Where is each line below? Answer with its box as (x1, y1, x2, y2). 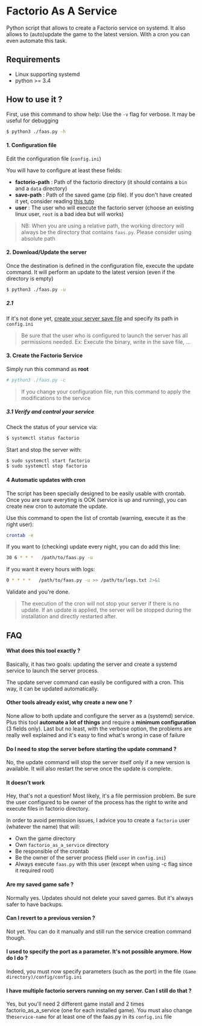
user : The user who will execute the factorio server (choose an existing (14, 204, 194, 211)
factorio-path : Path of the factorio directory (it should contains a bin (14, 178, 188, 185)
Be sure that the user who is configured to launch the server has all (21, 332, 188, 339)
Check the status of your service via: (6, 423, 98, 431)
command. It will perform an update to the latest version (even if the (6, 268, 175, 276)
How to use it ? (6, 95, 63, 105)
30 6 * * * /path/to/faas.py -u (6, 555, 93, 561)
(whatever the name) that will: (6, 823, 80, 831)
